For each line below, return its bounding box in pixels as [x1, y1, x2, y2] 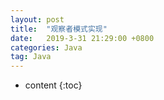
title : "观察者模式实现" [10, 24, 108, 34]
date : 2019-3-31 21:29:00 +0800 [10, 33, 155, 43]
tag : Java [10, 52, 52, 62]
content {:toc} [24, 79, 83, 91]
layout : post [10, 14, 65, 25]
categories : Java [10, 42, 83, 53]
